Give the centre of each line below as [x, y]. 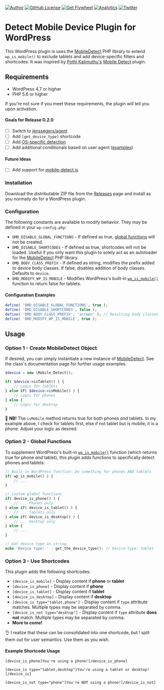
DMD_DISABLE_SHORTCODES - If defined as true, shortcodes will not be [79, 247]
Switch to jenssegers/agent [40, 131]
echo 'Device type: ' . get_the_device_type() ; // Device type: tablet [79, 548]
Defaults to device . [31, 273]
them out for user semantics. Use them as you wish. [57, 640]
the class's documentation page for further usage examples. [66, 364]
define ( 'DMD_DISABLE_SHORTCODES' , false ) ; [51, 310]
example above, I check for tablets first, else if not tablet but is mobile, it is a [82, 424]
